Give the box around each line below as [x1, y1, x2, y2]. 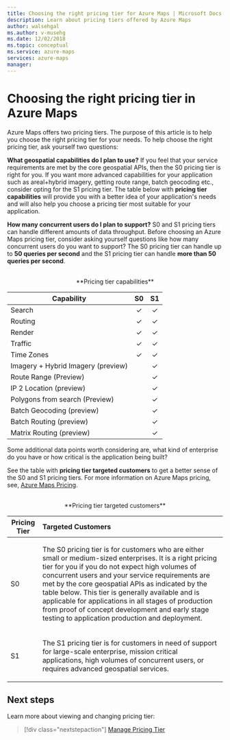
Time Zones [10, 349, 49, 359]
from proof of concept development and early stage [42, 605, 209, 614]
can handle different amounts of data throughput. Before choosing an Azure [7, 227, 221, 235]
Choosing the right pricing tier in [7, 91, 196, 106]
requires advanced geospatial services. [42, 664, 169, 673]
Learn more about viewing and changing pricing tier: [7, 712, 155, 721]
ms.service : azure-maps [7, 49, 75, 56]
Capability [52, 293, 87, 303]
